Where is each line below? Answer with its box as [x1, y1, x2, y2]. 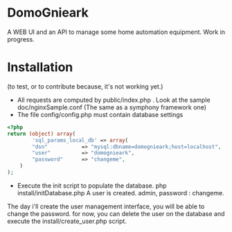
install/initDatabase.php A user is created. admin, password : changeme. [17, 188, 224, 197]
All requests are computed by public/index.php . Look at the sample [17, 96, 211, 104]
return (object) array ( [7, 130, 76, 137]
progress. [7, 35, 35, 43]
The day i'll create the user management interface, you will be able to [7, 202, 205, 211]
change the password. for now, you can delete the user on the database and [7, 209, 225, 217]
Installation [7, 60, 73, 75]
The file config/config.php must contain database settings [17, 110, 184, 118]
